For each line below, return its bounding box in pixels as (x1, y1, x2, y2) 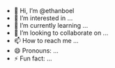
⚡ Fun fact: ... (13, 54, 52, 62)
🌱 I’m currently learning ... (13, 22, 89, 29)
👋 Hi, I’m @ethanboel (13, 7, 75, 15)
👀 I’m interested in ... (13, 14, 73, 22)
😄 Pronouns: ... (13, 46, 59, 55)
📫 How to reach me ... (13, 37, 79, 44)
